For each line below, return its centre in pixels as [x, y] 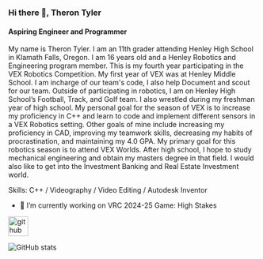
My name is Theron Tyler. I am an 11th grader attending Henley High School [131, 49]
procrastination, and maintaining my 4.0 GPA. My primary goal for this [122, 141]
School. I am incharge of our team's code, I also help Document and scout [129, 83]
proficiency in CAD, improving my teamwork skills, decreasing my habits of [130, 133]
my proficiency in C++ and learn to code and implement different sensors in [132, 116]
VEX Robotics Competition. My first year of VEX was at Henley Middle [122, 74]
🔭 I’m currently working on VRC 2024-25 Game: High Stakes [118, 205]
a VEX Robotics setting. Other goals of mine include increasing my [116, 125]
